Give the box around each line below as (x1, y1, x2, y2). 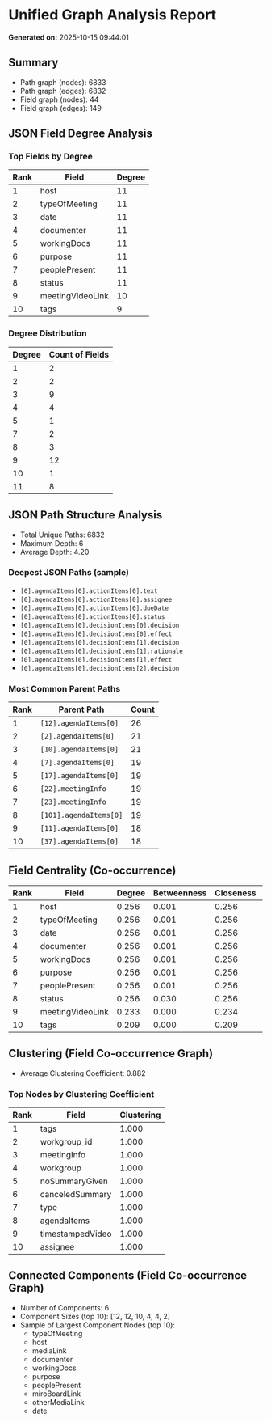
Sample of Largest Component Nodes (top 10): (19, 1320, 176, 1330)
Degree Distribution (8, 328, 87, 339)
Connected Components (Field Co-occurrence (8, 1268, 248, 1283)
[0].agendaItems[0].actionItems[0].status (19, 612, 165, 620)
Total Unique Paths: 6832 (19, 530, 105, 540)
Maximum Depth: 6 (19, 538, 84, 548)
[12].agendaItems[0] (40, 718, 119, 728)
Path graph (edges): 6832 (19, 86, 106, 95)
